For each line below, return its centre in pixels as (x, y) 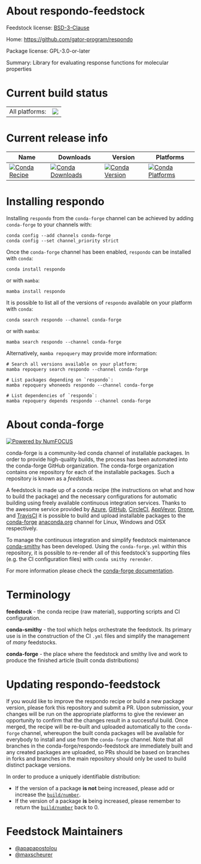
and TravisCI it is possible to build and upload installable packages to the (96, 515)
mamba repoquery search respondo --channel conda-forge (77, 369)
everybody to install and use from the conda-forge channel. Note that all (95, 739)
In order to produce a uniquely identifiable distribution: (73, 776)
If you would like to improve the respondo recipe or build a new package (95, 701)
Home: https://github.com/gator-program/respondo (70, 39)
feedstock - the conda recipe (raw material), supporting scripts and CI (93, 611)
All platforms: (28, 111)
